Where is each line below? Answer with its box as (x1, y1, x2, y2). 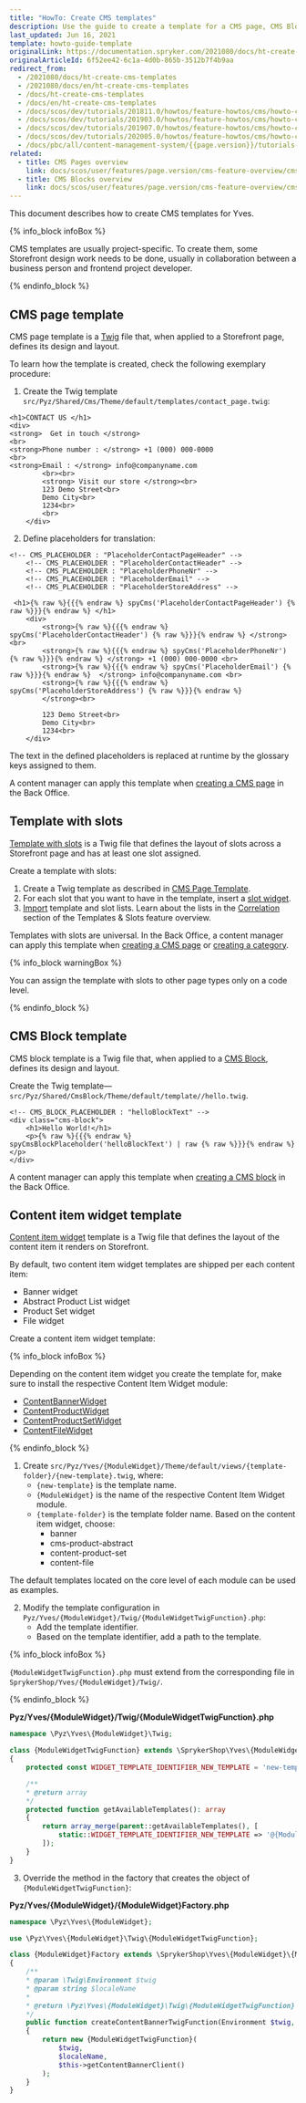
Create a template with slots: (9, 865, 117, 876)
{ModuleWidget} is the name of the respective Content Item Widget (36, 1489, 285, 1501)
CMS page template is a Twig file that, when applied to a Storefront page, (9, 330, 285, 342)
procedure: (9, 368, 52, 379)
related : (9, 149, 43, 158)
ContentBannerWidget (22, 1396, 107, 1407)
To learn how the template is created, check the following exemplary (9, 358, 267, 370)
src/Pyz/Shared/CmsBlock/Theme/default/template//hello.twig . (9, 1089, 249, 1100)
